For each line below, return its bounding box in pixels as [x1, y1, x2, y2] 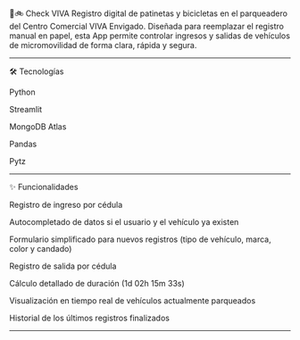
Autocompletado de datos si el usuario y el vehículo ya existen [9, 217, 239, 227]
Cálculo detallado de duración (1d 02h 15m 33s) [9, 278, 185, 288]
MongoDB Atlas [9, 121, 67, 132]
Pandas [9, 138, 37, 149]
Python [9, 87, 36, 97]
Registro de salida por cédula [9, 261, 117, 271]
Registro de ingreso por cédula [9, 200, 123, 210]
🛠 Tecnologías [9, 66, 64, 77]
